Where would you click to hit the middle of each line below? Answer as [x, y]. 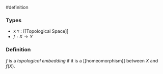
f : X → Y [23, 37]
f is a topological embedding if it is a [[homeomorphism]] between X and [82, 60]
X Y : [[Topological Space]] [41, 31]
